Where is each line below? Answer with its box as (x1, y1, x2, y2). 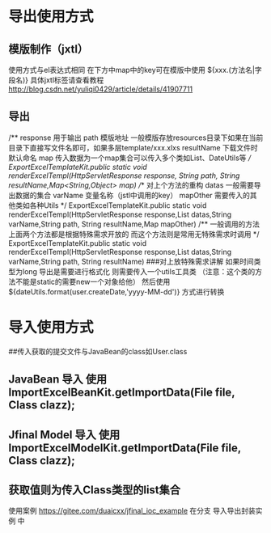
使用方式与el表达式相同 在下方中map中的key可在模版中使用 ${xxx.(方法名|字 (8, 66, 262, 74)
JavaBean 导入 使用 (8, 373, 108, 387)
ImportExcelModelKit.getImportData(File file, (8, 441, 241, 455)
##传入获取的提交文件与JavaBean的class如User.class (8, 346, 188, 356)
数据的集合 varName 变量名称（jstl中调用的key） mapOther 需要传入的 (15, 190, 251, 200)
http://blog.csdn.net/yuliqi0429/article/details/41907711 (8, 84, 193, 94)
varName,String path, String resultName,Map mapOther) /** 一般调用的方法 (8, 219, 260, 229)
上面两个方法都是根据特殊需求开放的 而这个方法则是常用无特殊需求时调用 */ (8, 229, 260, 239)
